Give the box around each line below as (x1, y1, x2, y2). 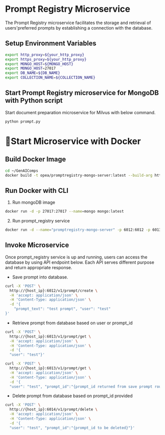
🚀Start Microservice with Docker (5, 135, 141, 147)
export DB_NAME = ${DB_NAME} (5, 70, 60, 76)
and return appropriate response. (5, 264, 73, 270)
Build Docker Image (5, 155, 66, 163)
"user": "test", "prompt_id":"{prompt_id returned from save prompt (9, 384, 153, 389)
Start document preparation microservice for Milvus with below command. (5, 109, 156, 115)
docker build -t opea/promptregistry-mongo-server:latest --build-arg (5, 173, 153, 178)
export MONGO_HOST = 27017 (5, 66, 56, 71)
